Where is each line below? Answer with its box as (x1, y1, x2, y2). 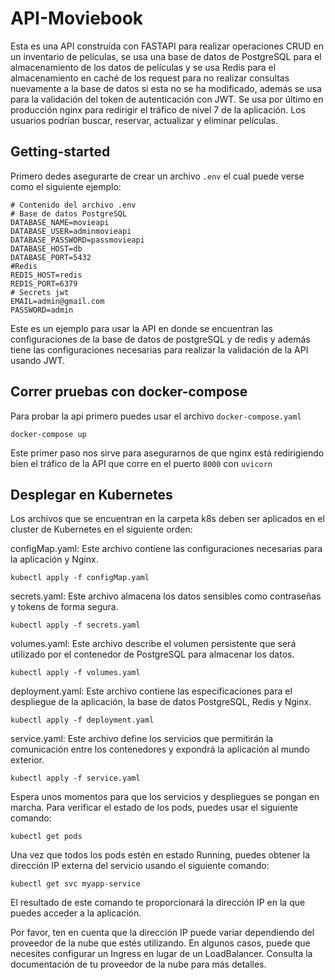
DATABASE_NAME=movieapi (10, 217, 110, 227)
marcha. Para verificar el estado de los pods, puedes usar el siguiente (10, 802, 298, 814)
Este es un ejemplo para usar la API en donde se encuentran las (10, 322, 273, 334)
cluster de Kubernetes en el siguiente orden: (10, 523, 193, 536)
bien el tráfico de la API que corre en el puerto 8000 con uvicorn (10, 457, 273, 469)
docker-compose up (10, 429, 87, 439)
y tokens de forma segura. (10, 601, 119, 613)
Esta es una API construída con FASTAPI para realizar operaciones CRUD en (10, 40, 324, 52)
